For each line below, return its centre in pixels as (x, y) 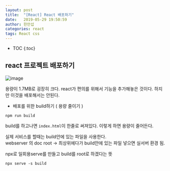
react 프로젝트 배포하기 (40, 66)
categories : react (25, 29)
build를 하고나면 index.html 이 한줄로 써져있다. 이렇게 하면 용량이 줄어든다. (79, 126)
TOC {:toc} (24, 48)
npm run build (20, 115)
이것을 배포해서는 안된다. (35, 95)
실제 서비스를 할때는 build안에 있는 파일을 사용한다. (56, 136)
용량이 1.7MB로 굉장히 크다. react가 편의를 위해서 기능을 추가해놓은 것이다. (79, 89)
